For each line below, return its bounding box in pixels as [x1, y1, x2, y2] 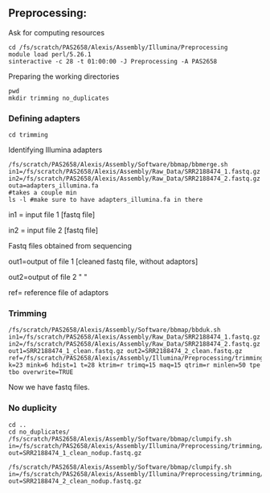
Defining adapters [8, 113, 80, 124]
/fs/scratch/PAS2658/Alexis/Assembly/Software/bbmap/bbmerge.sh [8, 161, 228, 169]
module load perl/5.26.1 [8, 50, 92, 59]
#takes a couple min [8, 189, 78, 197]
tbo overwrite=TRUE [8, 368, 74, 376]
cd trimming [8, 131, 48, 139]
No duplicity [8, 402, 58, 413]
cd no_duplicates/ [8, 428, 70, 436]
